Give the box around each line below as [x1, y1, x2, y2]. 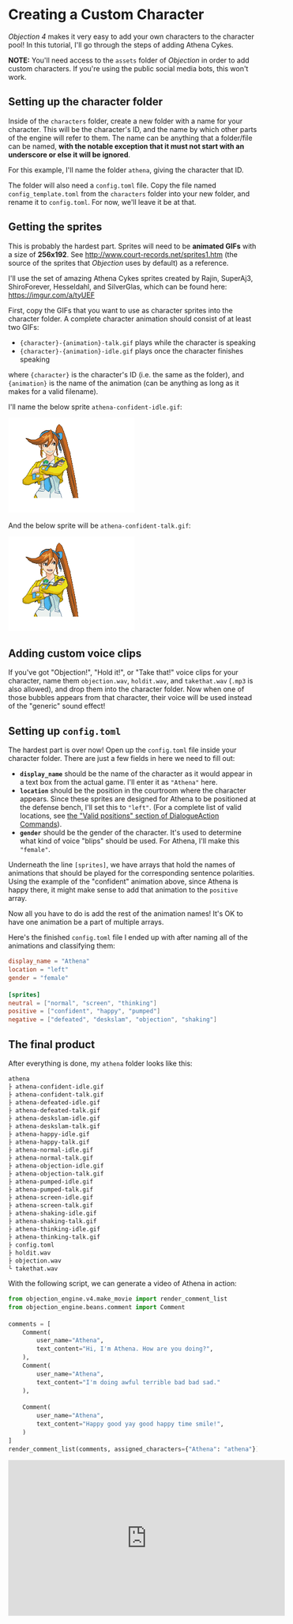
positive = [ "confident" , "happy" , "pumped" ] [8, 1007, 160, 1016]
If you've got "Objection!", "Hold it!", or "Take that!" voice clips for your [8, 668, 239, 677]
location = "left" [8, 966, 69, 974]
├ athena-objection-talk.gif [8, 1170, 104, 1178]
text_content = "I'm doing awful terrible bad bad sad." [36, 1378, 221, 1386]
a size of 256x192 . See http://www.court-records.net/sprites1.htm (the [8, 249, 239, 259]
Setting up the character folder [8, 95, 163, 108]
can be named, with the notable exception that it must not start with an [8, 141, 245, 151]
